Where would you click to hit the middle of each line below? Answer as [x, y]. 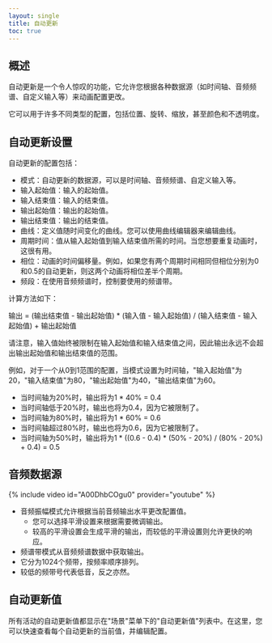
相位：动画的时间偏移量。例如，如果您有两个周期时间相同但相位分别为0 [139, 261]
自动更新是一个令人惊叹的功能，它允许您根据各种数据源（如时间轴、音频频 [132, 87]
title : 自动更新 [33, 23]
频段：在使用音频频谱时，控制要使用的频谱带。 [98, 281]
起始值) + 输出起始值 [42, 326]
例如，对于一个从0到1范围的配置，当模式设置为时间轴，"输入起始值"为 [125, 370]
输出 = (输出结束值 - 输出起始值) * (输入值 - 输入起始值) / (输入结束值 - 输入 [133, 315]
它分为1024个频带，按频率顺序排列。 [81, 561]
